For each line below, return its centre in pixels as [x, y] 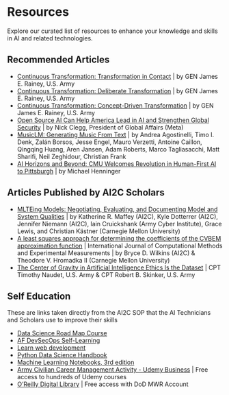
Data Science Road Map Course [62, 333]
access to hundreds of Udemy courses [72, 377]
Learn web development [51, 348]
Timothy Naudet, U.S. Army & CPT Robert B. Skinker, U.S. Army [106, 274]
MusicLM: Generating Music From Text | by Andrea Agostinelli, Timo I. [116, 134]
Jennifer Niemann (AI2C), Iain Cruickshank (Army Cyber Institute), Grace [119, 224]
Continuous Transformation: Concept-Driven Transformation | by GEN [115, 105]
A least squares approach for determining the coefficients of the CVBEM [119, 238]
